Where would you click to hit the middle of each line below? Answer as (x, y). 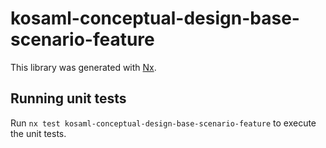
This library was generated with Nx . (83, 67)
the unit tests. (38, 133)
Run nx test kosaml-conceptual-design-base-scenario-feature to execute (163, 123)
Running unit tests (68, 98)
